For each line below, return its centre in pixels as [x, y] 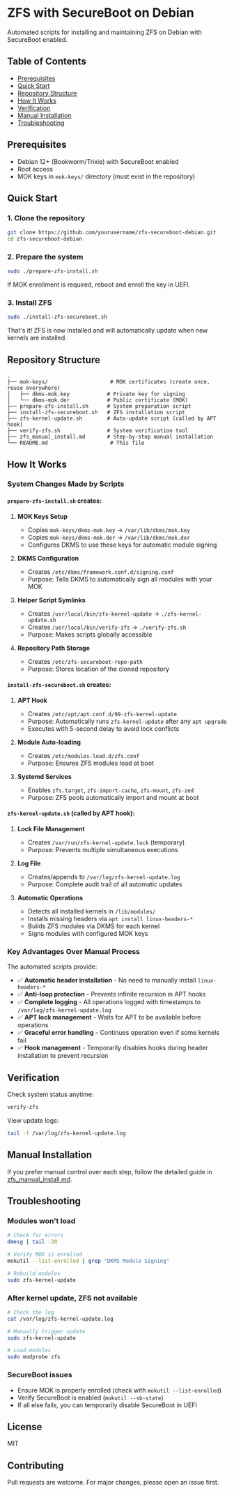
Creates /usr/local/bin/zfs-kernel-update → [94, 613]
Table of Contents [47, 62]
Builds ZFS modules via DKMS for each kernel [94, 926]
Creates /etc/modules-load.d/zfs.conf [84, 755]
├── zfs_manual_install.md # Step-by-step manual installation [110, 437]
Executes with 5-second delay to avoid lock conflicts [103, 728]
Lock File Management [51, 829]
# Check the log [31, 1312]
